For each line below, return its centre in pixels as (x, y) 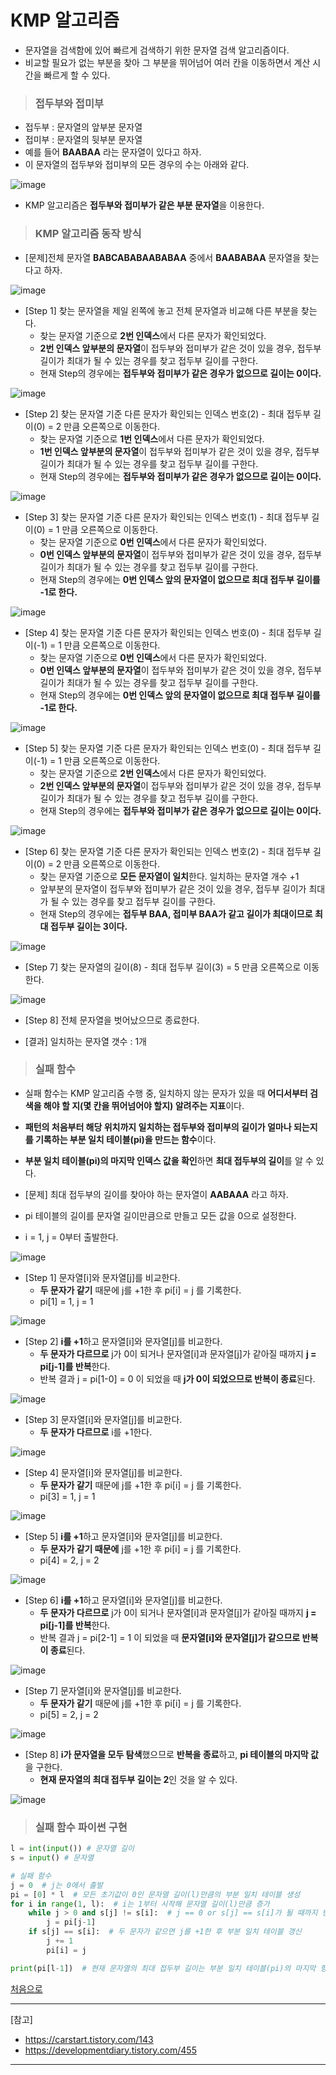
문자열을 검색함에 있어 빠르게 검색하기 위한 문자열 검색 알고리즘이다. (157, 50)
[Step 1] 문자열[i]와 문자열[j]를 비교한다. (102, 1277)
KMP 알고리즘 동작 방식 (88, 234)
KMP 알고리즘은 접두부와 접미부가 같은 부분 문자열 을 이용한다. (144, 205)
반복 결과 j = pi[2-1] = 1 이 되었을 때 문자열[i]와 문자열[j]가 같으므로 (170, 1637)
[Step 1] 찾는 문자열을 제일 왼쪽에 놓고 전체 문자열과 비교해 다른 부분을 (161, 310)
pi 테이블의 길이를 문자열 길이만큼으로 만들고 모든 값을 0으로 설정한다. (160, 1215)
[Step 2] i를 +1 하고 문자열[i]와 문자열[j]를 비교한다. (123, 1341)
